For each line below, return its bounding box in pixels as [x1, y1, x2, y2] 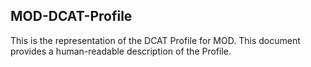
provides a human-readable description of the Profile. [10, 45, 232, 57]
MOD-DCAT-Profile [10, 8, 133, 25]
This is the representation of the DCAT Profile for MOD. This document [10, 34, 301, 46]
